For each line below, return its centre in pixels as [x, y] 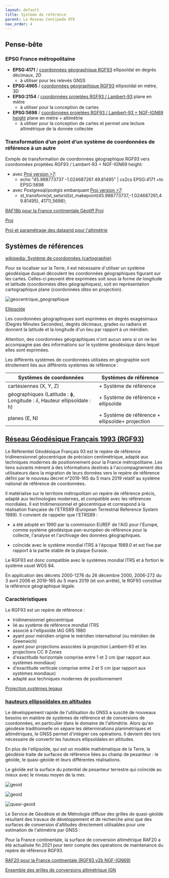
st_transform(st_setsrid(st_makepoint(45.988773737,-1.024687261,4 [91, 196]
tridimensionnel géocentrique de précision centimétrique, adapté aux [77, 456]
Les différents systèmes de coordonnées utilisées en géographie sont [77, 360]
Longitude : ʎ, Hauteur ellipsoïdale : [49, 400]
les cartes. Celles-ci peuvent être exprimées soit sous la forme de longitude [84, 279]
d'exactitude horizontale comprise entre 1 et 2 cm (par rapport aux [81, 657]
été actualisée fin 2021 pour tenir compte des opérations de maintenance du [84, 845]
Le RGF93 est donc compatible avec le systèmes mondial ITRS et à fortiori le [84, 560]
